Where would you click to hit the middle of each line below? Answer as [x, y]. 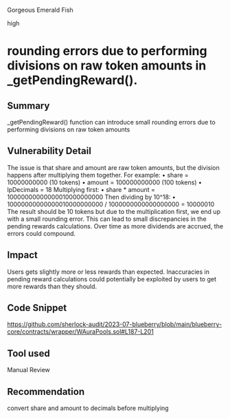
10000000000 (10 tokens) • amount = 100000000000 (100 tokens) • [105, 182]
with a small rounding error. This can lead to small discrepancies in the [107, 219]
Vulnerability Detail [49, 151]
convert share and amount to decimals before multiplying [88, 408]
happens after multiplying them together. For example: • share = [98, 175]
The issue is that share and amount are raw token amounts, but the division [113, 167]
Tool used [28, 353]
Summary [28, 106]
